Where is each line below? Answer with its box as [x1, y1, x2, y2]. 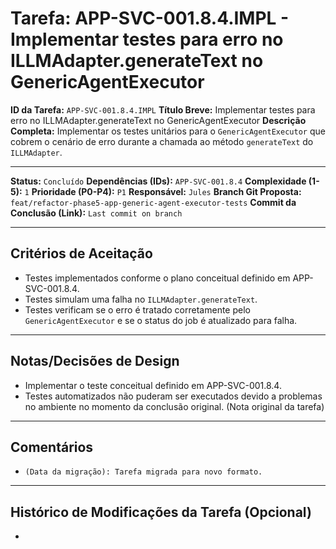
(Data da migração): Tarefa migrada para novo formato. [24, 467, 263, 477]
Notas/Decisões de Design [10, 353, 180, 370]
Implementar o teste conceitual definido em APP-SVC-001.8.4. [24, 379, 282, 391]
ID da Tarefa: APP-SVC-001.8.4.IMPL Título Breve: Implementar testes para [10, 103, 316, 116]
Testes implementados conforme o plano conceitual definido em [24, 272, 291, 284]
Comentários [10, 438, 94, 456]
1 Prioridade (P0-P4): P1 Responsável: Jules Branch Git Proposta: [24, 185, 302, 197]
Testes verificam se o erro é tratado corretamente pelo [24, 303, 251, 316]
